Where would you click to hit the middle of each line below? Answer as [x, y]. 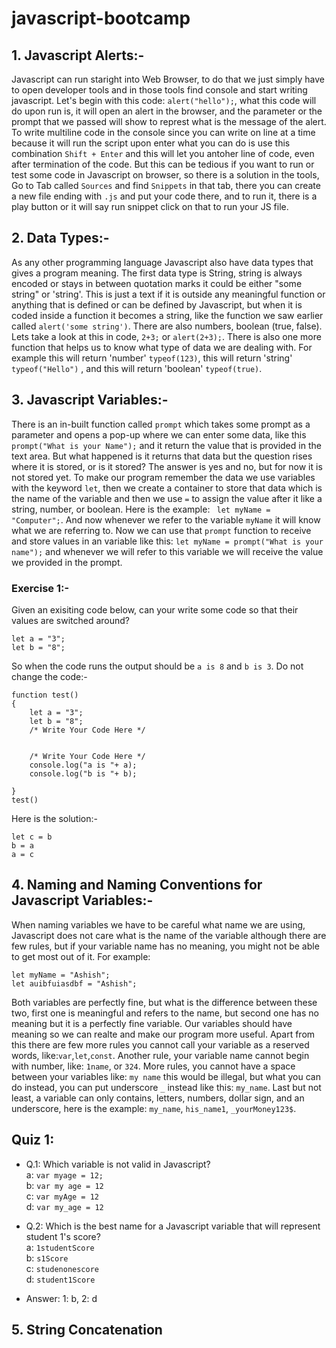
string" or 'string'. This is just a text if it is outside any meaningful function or [168, 294]
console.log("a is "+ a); [83, 765]
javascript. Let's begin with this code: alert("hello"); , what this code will [164, 100]
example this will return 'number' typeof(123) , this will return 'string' [152, 358]
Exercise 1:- [40, 588]
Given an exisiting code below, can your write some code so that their [155, 609]
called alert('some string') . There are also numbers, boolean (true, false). [167, 326]
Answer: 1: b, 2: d [61, 1298]
